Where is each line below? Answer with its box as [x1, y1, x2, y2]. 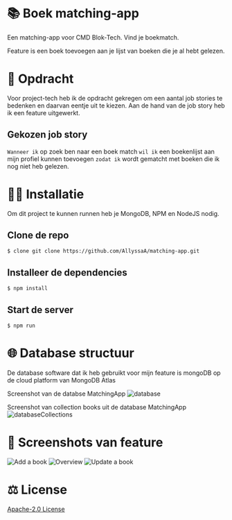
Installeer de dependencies [7, 267, 128, 278]
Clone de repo [7, 230, 69, 242]
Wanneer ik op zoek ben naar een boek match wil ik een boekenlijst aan [7, 147, 215, 156]
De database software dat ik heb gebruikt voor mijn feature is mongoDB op [7, 369, 221, 377]
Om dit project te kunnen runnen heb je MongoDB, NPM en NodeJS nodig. [7, 209, 220, 217]
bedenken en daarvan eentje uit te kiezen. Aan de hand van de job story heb [7, 101, 225, 110]
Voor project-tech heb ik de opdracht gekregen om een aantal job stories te [7, 94, 223, 102]
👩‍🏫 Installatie [7, 186, 84, 202]
